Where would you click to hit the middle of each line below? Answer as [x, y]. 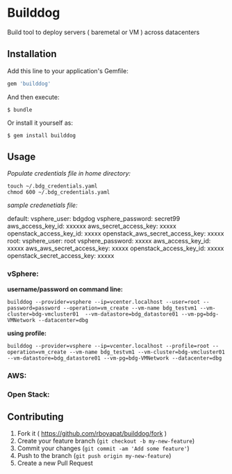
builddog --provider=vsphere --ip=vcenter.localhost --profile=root [108, 346]
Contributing [35, 416]
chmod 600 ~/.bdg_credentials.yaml [59, 192]
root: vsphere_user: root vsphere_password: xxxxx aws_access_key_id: [109, 241]
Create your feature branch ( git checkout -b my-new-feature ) [106, 441]
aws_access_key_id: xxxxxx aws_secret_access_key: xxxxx [92, 226]
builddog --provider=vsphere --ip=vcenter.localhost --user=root [103, 302]
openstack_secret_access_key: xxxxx [61, 256]
